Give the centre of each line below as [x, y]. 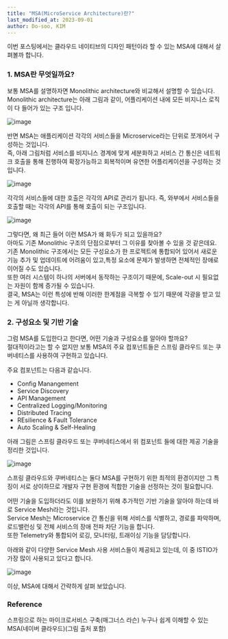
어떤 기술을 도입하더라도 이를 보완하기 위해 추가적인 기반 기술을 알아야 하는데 [110, 501]
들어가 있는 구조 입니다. [53, 108]
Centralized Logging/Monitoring [62, 405]
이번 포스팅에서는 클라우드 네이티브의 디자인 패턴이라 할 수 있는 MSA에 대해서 [111, 47]
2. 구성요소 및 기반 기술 [43, 322]
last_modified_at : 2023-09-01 [50, 20]
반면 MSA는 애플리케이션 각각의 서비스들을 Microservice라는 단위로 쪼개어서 [110, 136]
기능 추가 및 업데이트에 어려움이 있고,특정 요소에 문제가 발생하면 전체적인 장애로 [113, 260]
